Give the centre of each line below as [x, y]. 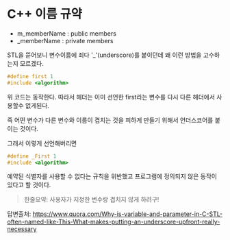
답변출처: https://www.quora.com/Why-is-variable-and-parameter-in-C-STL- [115, 214]
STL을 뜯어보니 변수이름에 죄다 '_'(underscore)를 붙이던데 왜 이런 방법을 [104, 55]
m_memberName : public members [66, 33]
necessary [22, 229]
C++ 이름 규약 [45, 14]
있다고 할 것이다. [29, 185]
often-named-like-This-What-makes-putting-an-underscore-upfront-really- [114, 222]
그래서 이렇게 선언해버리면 [42, 143]
